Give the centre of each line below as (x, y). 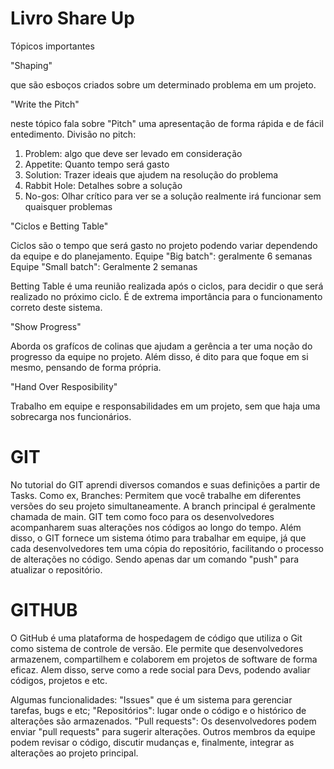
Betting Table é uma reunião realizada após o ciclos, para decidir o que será (167, 286)
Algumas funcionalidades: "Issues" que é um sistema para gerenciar (151, 699)
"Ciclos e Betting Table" (59, 226)
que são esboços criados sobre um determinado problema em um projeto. (163, 84)
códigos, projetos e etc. (59, 680)
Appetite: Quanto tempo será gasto (97, 164)
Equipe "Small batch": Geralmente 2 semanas (104, 266)
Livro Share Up (72, 18)
